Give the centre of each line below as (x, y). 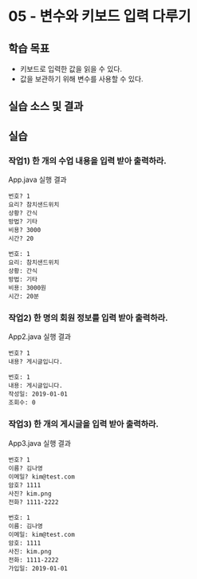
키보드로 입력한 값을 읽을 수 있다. (71, 69)
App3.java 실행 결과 (40, 443)
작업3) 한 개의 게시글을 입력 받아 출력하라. (84, 424)
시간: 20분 (24, 297)
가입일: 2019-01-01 (38, 568)
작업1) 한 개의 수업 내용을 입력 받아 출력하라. (88, 160)
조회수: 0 (22, 403)
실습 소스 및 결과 (46, 106)
